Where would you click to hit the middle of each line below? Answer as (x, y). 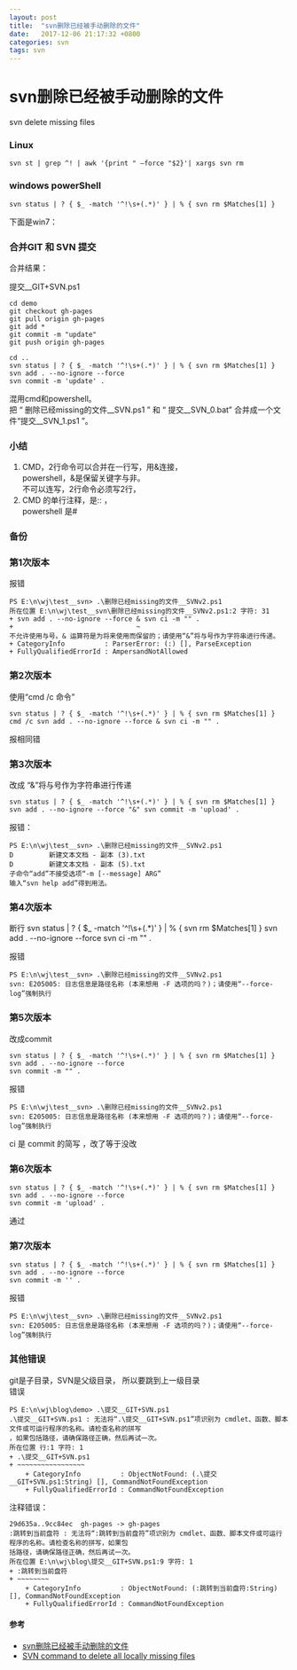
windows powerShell (55, 185)
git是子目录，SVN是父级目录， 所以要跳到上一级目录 (105, 1380)
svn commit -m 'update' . (57, 381)
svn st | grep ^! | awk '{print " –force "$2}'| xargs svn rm (126, 164)
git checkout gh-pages (51, 311)
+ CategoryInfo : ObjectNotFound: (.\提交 (121, 1474)
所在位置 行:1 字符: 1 (47, 1447)
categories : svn (39, 42)
